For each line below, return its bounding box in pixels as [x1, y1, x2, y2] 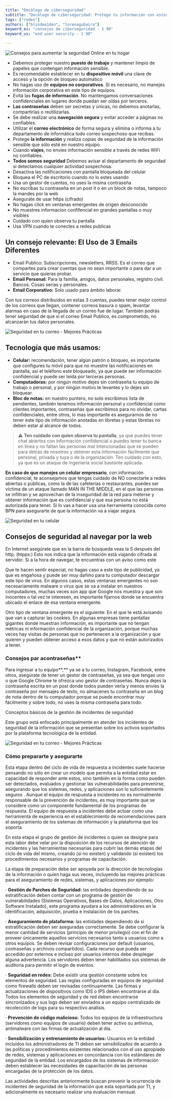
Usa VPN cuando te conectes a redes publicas [12, 223, 111, 229]
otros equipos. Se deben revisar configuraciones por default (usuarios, [5, 940, 155, 946]
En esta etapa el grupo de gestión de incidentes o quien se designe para [5, 834, 158, 841]
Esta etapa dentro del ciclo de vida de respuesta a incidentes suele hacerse [5, 764, 165, 770]
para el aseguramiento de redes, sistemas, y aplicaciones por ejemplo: [5, 877, 155, 883]
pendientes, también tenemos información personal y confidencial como [12, 400, 166, 406]
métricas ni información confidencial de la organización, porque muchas [5, 626, 158, 632]
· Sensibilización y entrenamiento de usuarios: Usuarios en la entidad [5, 1035, 155, 1042]
